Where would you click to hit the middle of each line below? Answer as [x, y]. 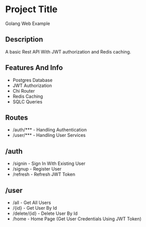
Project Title [31, 9]
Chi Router [24, 91]
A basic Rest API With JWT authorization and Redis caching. [68, 51]
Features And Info [34, 68]
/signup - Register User [37, 169]
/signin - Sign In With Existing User [49, 163]
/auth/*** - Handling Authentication [50, 130]
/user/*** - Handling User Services [49, 135]
